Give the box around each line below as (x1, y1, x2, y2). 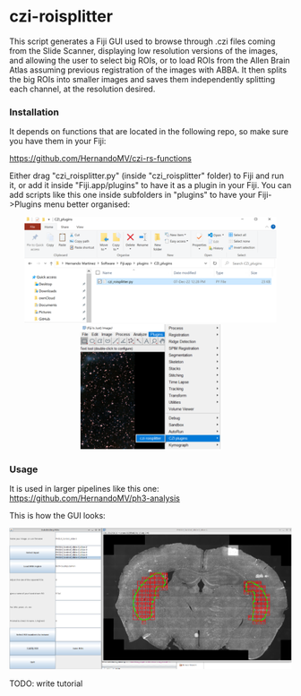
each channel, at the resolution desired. (9, 83, 156, 94)
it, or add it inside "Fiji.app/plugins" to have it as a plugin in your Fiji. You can (9, 180, 292, 191)
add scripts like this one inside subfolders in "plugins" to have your (9, 190, 256, 201)
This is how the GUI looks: (9, 511, 106, 521)
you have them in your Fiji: (9, 136, 107, 147)
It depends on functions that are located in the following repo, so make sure (9, 126, 289, 137)
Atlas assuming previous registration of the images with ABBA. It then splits (9, 64, 288, 75)
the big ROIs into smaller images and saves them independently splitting (9, 73, 276, 84)
